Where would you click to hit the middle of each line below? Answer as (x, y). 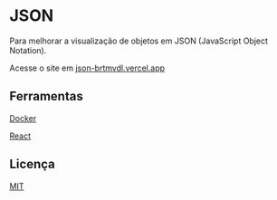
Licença (33, 164)
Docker (23, 118)
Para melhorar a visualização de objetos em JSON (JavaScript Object (139, 41)
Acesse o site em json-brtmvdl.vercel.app (87, 68)
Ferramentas (46, 96)
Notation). (28, 50)
